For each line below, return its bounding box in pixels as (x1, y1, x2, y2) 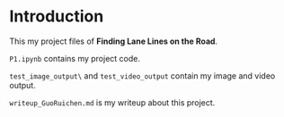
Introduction (9, 6, 104, 27)
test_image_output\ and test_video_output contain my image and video (9, 70, 276, 81)
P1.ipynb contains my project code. (9, 53, 141, 63)
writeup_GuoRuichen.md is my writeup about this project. (9, 96, 216, 108)
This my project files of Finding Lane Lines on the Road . (9, 36, 218, 46)
